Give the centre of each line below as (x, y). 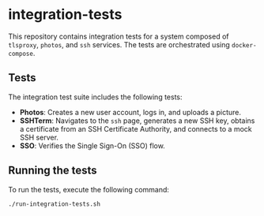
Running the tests (53, 171)
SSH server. (39, 137)
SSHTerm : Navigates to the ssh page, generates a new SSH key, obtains (137, 121)
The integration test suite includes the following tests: (96, 97)
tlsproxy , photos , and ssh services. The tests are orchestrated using (119, 44)
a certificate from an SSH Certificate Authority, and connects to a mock (136, 128)
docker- (244, 45)
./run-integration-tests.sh (55, 204)
